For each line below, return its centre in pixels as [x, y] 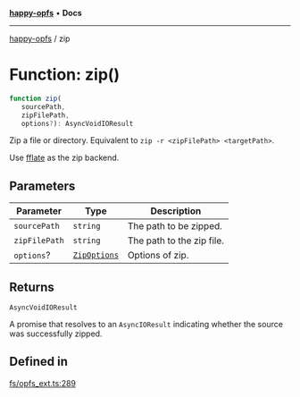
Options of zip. [158, 256]
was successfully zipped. [56, 334]
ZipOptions [96, 255]
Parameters [42, 186]
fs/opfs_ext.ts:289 [43, 383]
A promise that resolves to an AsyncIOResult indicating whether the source [146, 325]
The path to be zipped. [175, 226]
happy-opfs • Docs [46, 13]
